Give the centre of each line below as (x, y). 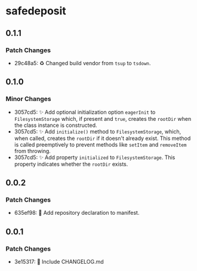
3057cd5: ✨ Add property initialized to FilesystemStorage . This (95, 157)
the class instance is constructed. (56, 125)
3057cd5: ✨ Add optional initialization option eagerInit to (85, 112)
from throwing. (33, 151)
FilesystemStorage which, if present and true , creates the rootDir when (103, 118)
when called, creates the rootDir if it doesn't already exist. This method (102, 138)
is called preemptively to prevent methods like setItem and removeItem (100, 144)
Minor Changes (28, 99)
